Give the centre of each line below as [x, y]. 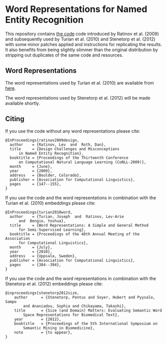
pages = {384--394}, [35, 265]
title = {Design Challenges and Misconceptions [65, 149]
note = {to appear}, [43, 332]
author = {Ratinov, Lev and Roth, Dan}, [58, 144]
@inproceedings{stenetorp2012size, [42, 293]
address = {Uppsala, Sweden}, [43, 256]
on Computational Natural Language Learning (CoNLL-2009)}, [82, 162]
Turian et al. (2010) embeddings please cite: [50, 203]
